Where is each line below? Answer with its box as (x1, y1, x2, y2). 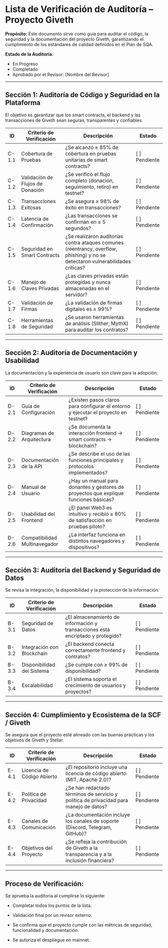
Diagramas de (21, 430, 54, 437)
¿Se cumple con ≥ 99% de (65, 661, 128, 668)
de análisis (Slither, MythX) (64, 320, 129, 327)
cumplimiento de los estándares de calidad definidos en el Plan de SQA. (5, 41, 153, 47)
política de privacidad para (65, 797, 128, 804)
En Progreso (12, 61, 38, 67)
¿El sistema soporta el (65, 676, 117, 683)
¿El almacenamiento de (65, 614, 120, 621)
